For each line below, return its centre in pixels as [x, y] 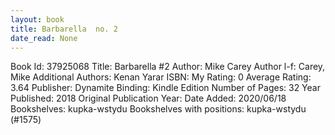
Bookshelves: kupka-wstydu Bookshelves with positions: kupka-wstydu [158, 109]
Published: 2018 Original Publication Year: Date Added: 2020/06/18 [148, 98]
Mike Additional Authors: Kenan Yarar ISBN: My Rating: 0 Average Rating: [161, 77]
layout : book [37, 19]
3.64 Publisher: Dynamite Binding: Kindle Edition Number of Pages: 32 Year [165, 88]
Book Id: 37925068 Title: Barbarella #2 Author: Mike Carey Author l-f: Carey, [168, 67]
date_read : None [44, 38]
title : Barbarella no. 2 [64, 29]
